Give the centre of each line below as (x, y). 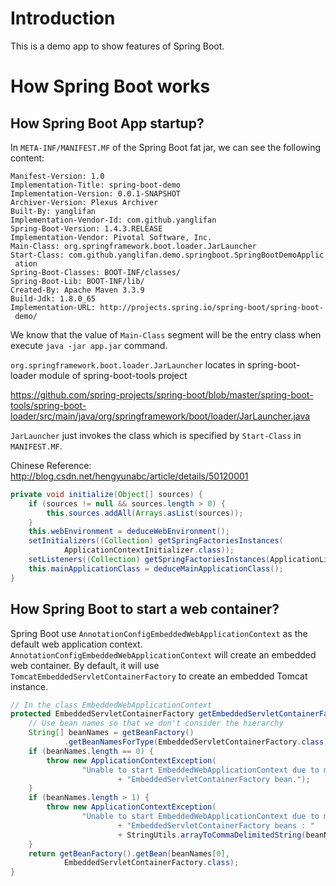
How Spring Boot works (110, 86)
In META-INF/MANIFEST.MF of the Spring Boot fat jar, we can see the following (166, 147)
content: (27, 158)
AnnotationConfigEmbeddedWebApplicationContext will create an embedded (163, 654)
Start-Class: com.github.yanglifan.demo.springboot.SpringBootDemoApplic (167, 255)
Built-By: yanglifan (53, 211)
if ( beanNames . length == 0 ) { (91, 751)
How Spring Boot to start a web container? (145, 609)
